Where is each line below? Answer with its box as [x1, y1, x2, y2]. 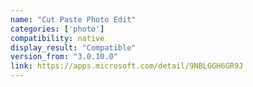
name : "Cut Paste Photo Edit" [10, 14, 137, 25]
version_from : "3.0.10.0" [10, 52, 118, 62]
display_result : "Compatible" [10, 42, 137, 53]
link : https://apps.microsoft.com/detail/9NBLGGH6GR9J [10, 61, 244, 71]
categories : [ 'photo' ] [10, 24, 105, 34]
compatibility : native [10, 33, 105, 43]
